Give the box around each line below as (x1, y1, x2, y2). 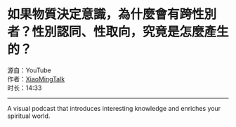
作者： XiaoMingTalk (7, 74, 65, 83)
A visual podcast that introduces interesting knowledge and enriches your (7, 104, 221, 112)
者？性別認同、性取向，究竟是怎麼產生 (7, 24, 230, 40)
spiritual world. (7, 112, 51, 120)
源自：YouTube (7, 66, 51, 74)
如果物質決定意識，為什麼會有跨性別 (7, 6, 217, 22)
